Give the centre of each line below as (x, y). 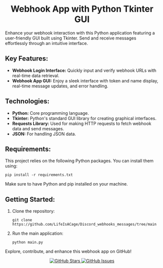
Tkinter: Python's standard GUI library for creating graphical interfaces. (84, 118)
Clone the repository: (33, 211)
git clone (22, 220)
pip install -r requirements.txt (39, 175)
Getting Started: (30, 199)
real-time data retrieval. (36, 75)
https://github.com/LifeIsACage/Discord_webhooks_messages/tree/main (84, 225)
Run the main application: (38, 233)
